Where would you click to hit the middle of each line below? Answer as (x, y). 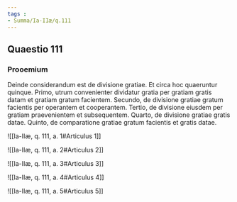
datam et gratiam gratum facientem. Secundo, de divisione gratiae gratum (115, 100)
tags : (17, 14)
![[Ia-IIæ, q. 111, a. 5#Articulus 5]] (56, 191)
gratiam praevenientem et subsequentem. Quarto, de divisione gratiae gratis (119, 115)
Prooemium (28, 69)
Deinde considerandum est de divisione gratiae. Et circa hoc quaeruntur (112, 85)
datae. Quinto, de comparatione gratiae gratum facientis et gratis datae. (112, 123)
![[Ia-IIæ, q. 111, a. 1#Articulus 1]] (54, 136)
